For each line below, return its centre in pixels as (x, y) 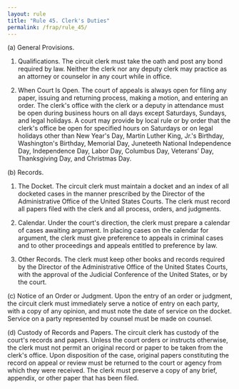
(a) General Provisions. (41, 48)
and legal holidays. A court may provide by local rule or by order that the (124, 121)
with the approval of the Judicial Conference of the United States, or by (123, 275)
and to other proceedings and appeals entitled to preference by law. (117, 246)
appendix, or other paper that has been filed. (73, 378)
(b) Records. (26, 173)
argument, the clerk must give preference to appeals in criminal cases (120, 238)
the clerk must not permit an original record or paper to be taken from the (115, 348)
